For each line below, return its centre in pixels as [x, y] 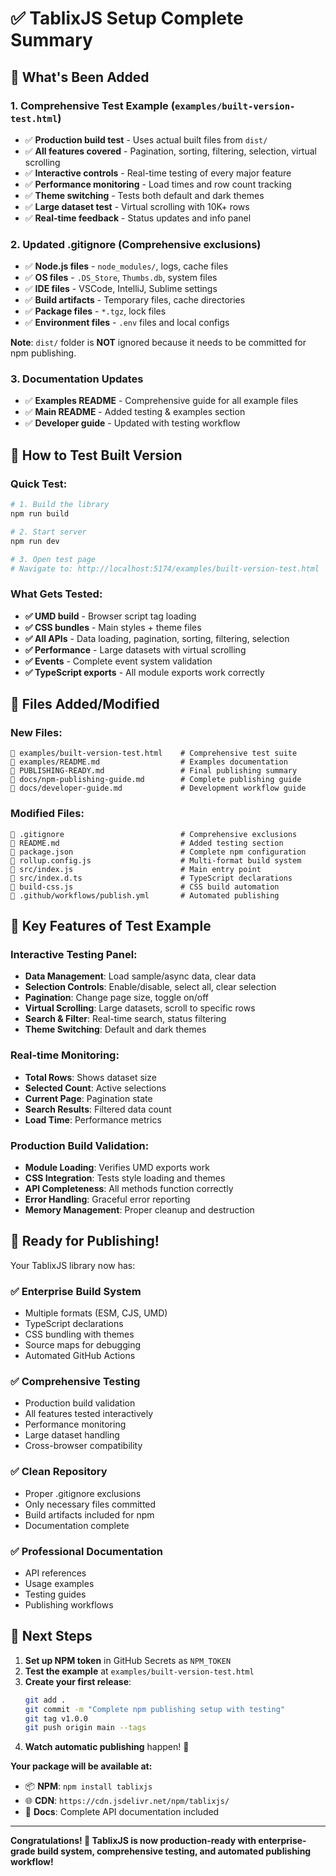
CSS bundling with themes [79, 1334]
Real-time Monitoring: [65, 1055]
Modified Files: [47, 814]
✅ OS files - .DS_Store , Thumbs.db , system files [121, 278]
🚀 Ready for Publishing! [85, 1241]
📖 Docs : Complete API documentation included [122, 1812]
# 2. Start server [48, 532]
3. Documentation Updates [77, 379]
